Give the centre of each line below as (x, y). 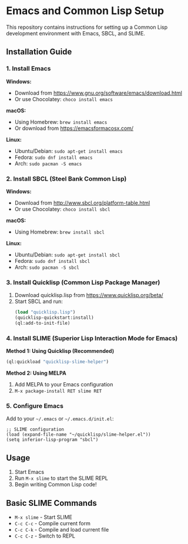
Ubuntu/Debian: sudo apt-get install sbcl (67, 255)
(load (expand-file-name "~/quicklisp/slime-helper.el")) (78, 435)
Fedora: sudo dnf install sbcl (52, 261)
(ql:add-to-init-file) (42, 323)
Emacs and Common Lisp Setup (85, 11)
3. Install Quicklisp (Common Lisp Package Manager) (83, 282)
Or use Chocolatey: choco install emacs (64, 99)
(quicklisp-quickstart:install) (54, 318)
